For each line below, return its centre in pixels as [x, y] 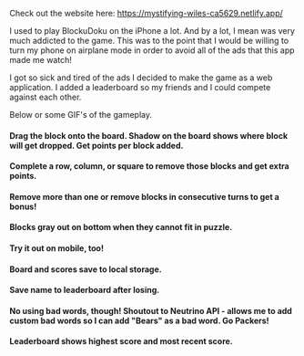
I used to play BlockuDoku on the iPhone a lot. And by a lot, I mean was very [152, 31]
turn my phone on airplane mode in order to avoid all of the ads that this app [152, 50]
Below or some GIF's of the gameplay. [81, 115]
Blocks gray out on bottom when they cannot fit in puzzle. [121, 227]
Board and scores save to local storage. [86, 269]
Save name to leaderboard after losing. [85, 290]
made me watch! [41, 60]
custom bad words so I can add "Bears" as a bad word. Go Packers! [140, 320]
